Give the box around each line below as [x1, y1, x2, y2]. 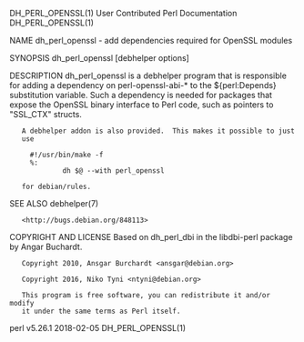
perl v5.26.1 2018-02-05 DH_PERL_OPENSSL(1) [9, 323, 187, 333]
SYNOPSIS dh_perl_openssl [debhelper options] [9, 53, 189, 63]
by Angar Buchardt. [9, 241, 83, 252]
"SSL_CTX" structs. [9, 109, 82, 119]
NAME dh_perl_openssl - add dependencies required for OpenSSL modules [9, 35, 293, 45]
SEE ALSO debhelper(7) [9, 198, 99, 208]
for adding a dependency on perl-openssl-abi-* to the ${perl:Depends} [9, 80, 278, 90]
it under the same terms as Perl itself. [21, 307, 181, 316]
